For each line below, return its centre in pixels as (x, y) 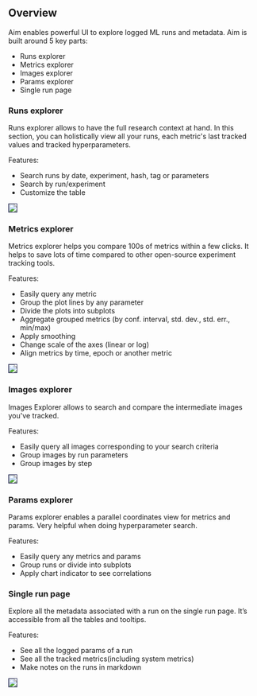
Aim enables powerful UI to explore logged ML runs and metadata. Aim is (128, 32)
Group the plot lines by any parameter (82, 302)
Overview (33, 13)
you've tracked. (34, 415)
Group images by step (56, 463)
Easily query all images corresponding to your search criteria (119, 446)
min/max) (35, 328)
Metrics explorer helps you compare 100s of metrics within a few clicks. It (128, 247)
